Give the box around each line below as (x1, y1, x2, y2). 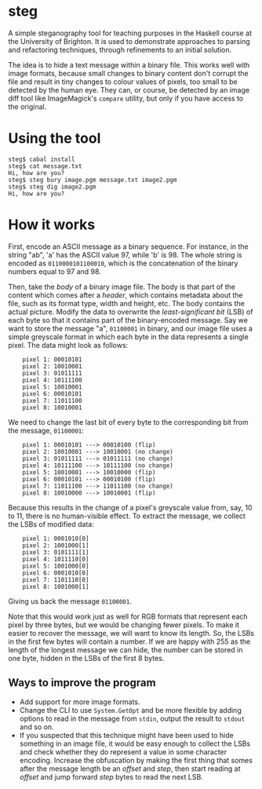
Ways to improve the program (8, 676, 156, 689)
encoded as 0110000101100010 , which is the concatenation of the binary (8, 258, 238, 268)
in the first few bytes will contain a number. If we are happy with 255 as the (8, 637, 251, 646)
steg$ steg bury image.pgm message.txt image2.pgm (8, 176, 177, 184)
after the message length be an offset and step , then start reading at (19, 764, 241, 773)
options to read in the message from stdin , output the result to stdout (19, 714, 246, 723)
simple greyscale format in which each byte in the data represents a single (8, 332, 249, 342)
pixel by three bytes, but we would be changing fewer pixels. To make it (8, 619, 239, 630)
